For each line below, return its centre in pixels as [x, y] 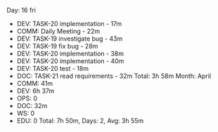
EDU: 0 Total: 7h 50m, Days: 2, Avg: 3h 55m [80, 121]
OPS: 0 [27, 98]
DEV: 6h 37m [36, 91]
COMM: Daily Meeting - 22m [58, 31]
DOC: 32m [32, 106]
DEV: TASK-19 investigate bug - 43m [70, 39]
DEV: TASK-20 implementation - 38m [70, 53]
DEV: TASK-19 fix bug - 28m [57, 46]
